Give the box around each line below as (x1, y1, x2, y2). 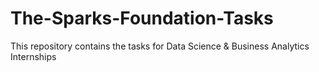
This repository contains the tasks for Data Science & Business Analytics (10, 40, 310, 52)
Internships (10, 50, 57, 62)
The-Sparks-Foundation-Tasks (10, 7, 274, 30)
